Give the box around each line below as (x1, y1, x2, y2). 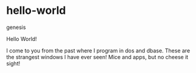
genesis (6, 24, 26, 31)
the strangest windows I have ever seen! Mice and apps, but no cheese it (6, 53, 189, 60)
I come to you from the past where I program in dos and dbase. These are (6, 46, 191, 54)
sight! (6, 60, 21, 67)
